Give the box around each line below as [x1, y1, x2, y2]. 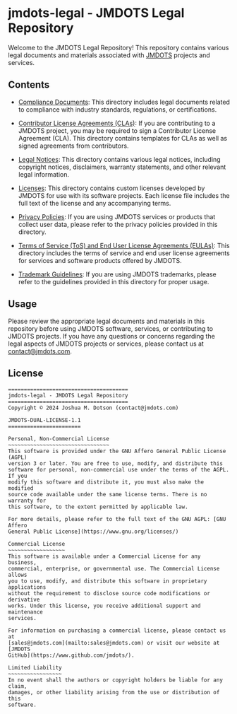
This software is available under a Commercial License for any [8, 553, 201, 560]
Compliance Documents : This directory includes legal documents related [18, 98, 230, 106]
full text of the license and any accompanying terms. [18, 199, 171, 207]
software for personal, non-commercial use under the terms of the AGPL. [8, 467, 230, 474]
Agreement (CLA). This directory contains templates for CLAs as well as [18, 134, 228, 142]
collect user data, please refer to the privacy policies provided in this [18, 220, 218, 228]
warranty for [8, 497, 47, 505]
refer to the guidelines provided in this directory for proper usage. [18, 277, 209, 286]
